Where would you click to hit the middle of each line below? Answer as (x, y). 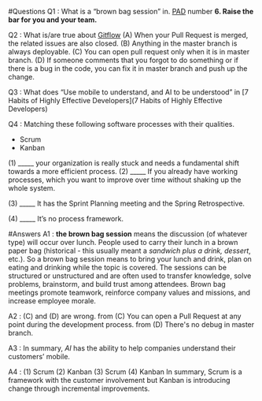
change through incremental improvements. (79, 388)
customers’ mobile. (39, 356)
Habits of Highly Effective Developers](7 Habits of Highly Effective (115, 100)
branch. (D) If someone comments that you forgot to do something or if (123, 60)
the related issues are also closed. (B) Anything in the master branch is (123, 43)
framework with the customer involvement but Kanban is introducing (119, 380)
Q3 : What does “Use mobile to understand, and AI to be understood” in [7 (129, 92)
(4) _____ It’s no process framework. (66, 219)
